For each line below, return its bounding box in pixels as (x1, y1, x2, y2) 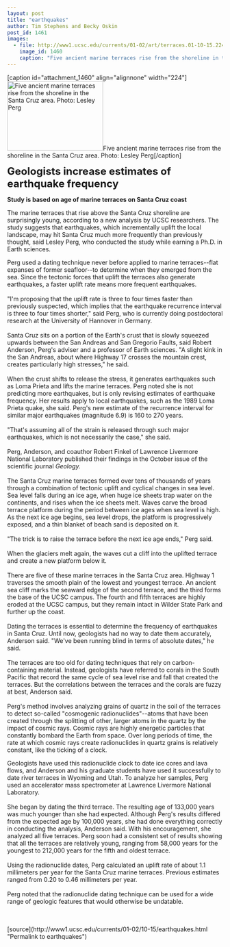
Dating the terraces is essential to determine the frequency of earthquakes (7, 622, 218, 630)
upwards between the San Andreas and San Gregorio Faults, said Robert (7, 338, 212, 346)
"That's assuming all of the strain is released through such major (7, 425, 190, 433)
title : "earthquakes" (7, 16, 69, 23)
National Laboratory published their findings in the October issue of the (7, 455, 208, 463)
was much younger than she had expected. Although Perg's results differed (7, 809, 220, 818)
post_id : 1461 (7, 29, 48, 36)
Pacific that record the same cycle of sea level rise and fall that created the (7, 672, 218, 681)
